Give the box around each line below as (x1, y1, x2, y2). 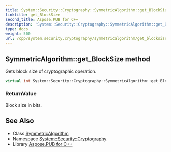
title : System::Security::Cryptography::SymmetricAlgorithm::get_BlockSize (5, 7, 169, 13)
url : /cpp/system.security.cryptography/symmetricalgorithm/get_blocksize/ (5, 36, 169, 41)
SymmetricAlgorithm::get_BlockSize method (5, 55, 151, 64)
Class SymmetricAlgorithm (12, 130, 69, 136)
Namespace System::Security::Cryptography (12, 136, 107, 142)
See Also (5, 117, 34, 125)
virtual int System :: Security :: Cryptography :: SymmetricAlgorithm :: (5, 78, 152, 83)
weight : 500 (5, 31, 31, 36)
